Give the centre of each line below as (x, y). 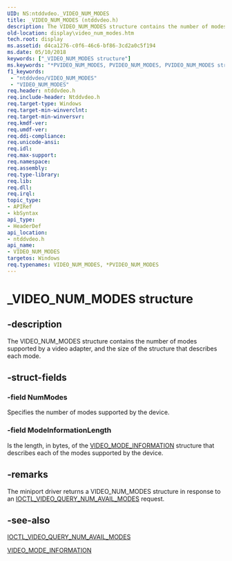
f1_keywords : (26, 71)
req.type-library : (33, 175)
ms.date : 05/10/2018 (37, 53)
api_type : (21, 220)
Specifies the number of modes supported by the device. (88, 412)
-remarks (28, 475)
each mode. (24, 356)
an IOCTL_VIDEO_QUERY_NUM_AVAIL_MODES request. (86, 499)
